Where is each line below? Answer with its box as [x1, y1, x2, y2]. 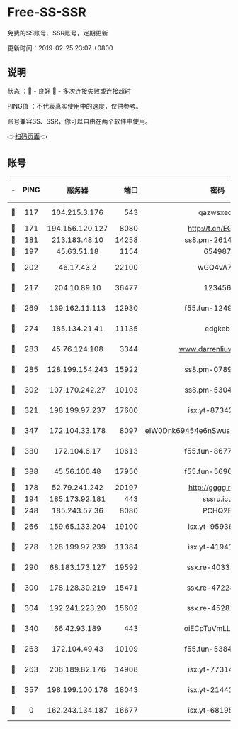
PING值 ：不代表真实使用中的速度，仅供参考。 [7, 102, 142, 110]
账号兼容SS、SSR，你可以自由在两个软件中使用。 [7, 116, 152, 125]
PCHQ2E [203, 505, 232, 515]
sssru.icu [202, 494, 233, 504]
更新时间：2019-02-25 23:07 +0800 [7, 43, 113, 52]
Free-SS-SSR [7, 4, 86, 21]
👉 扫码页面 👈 [7, 132, 48, 141]
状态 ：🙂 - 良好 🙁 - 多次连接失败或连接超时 [7, 87, 131, 95]
